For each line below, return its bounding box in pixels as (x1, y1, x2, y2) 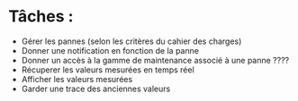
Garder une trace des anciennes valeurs (21, 83, 171, 94)
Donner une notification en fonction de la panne (21, 45, 200, 55)
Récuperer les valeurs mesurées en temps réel (21, 64, 194, 75)
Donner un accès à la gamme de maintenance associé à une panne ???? (21, 55, 290, 65)
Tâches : (8, 6, 74, 27)
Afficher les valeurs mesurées (21, 73, 133, 84)
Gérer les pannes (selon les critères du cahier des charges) (21, 36, 242, 46)
